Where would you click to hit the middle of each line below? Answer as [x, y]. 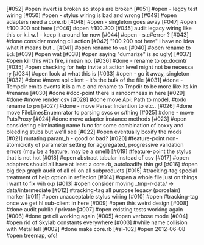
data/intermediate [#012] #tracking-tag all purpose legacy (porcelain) [93, 190]
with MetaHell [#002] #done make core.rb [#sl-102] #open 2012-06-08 [96, 229]
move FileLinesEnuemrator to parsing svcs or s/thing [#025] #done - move [100, 112]
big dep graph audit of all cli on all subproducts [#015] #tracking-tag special [102, 171]
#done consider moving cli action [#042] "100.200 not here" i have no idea [100, 41]
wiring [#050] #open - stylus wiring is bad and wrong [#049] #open [92, 15]
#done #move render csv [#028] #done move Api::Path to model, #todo [97, 99]
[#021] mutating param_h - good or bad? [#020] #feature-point [86, 138]
